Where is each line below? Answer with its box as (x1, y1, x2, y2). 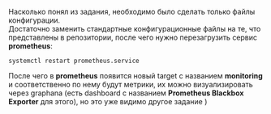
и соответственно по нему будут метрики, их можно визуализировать (8, 80, 253, 89)
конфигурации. (8, 15, 61, 25)
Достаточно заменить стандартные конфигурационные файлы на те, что (8, 24, 261, 33)
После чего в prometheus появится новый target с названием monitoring (8, 71, 263, 80)
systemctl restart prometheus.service (8, 57, 140, 65)
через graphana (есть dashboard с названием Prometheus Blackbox (8, 88, 244, 98)
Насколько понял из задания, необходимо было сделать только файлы (8, 7, 256, 16)
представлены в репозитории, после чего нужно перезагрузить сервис (8, 32, 258, 42)
